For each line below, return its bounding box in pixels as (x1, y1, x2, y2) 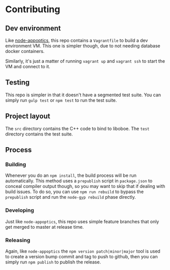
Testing (5, 78, 30, 87)
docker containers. (5, 48, 45, 54)
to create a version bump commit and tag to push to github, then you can (5, 253, 158, 259)
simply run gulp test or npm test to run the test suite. (5, 97, 117, 103)
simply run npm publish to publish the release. (5, 259, 101, 265)
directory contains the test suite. (5, 131, 73, 137)
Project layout (5, 112, 51, 121)
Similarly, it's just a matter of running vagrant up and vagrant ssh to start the (5, 58, 165, 64)
